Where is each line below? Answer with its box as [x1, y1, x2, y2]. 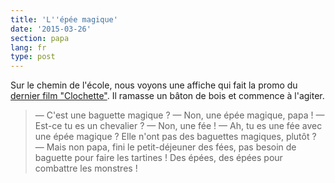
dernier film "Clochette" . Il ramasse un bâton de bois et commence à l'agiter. [10, 90, 325, 102]
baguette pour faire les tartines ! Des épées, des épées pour [34, 152, 283, 164]
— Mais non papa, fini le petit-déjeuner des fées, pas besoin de [34, 141, 297, 153]
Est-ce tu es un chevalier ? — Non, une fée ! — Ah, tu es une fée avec [34, 120, 323, 132]
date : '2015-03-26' [10, 24, 92, 34]
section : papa [10, 33, 70, 43]
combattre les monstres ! [34, 162, 138, 175]
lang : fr [10, 42, 47, 53]
